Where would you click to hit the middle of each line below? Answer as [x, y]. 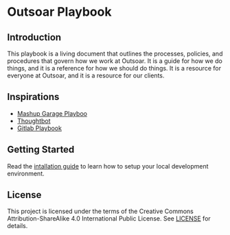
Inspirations [33, 97]
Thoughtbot [34, 121]
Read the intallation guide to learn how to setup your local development [108, 166]
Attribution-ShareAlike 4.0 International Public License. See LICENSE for [109, 219]
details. [18, 226]
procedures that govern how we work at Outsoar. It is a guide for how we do [115, 61]
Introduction [34, 37]
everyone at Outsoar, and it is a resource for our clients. [86, 75]
